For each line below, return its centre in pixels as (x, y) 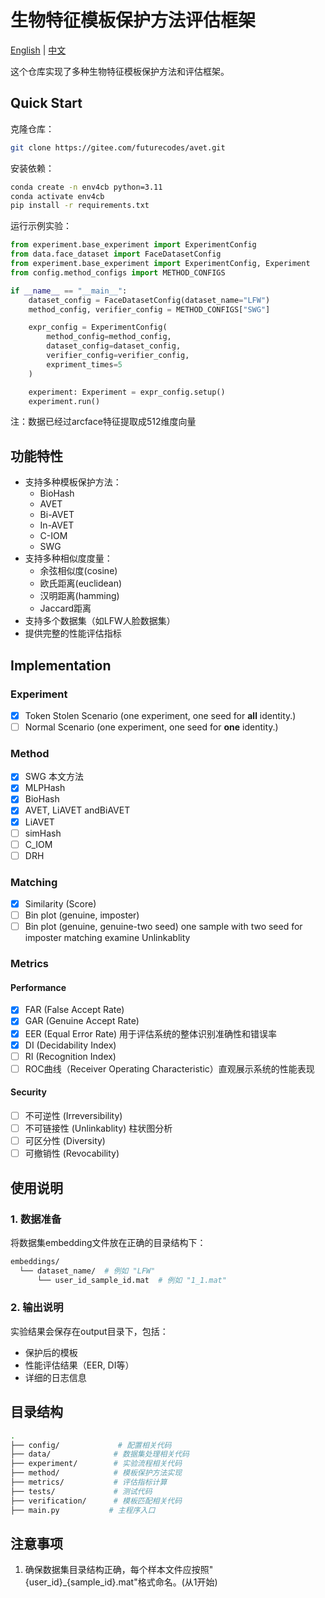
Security (28, 1092)
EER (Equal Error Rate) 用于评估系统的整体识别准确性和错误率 (150, 1033)
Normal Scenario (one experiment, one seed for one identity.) (151, 727)
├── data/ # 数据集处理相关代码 (100, 1454)
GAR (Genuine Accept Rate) (82, 1021)
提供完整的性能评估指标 (73, 633)
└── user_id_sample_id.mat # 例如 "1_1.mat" (131, 1280)
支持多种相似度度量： (68, 558)
